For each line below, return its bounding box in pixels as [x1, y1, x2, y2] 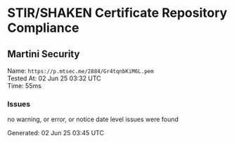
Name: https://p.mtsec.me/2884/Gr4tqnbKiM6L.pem [7, 67, 155, 75]
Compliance [7, 20, 79, 36]
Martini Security [7, 48, 80, 60]
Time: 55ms [7, 82, 42, 89]
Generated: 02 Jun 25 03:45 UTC [7, 129, 104, 137]
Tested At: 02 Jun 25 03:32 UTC [7, 74, 102, 82]
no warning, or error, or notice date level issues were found [7, 115, 179, 124]
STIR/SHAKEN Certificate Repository [7, 5, 228, 21]
